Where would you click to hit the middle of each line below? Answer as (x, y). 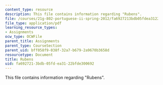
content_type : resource (29, 9)
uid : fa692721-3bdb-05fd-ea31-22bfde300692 (50, 64)
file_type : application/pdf (33, 23)
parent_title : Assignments (32, 41)
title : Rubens (19, 59)
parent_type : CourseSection (33, 46)
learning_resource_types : (31, 28)
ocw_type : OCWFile (24, 37)
